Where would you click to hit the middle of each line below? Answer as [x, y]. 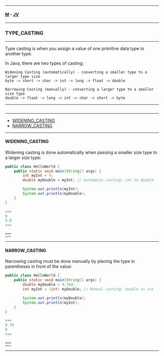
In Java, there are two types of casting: [44, 63]
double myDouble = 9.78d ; [49, 285]
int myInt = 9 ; [38, 176]
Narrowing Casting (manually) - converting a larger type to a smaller [79, 89]
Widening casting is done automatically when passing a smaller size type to [81, 152]
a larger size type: [23, 157]
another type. [19, 53]
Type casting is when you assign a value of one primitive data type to [75, 48]
